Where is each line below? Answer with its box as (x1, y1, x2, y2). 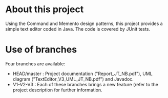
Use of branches (5, 44, 77, 56)
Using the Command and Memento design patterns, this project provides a (5, 20, 163, 27)
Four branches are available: (5, 60, 66, 67)
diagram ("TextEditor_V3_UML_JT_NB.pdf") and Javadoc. (12, 76, 134, 82)
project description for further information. (12, 87, 102, 93)
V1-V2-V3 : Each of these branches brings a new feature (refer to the (12, 81, 159, 87)
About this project (5, 4, 84, 15)
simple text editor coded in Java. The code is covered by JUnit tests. (5, 26, 150, 32)
